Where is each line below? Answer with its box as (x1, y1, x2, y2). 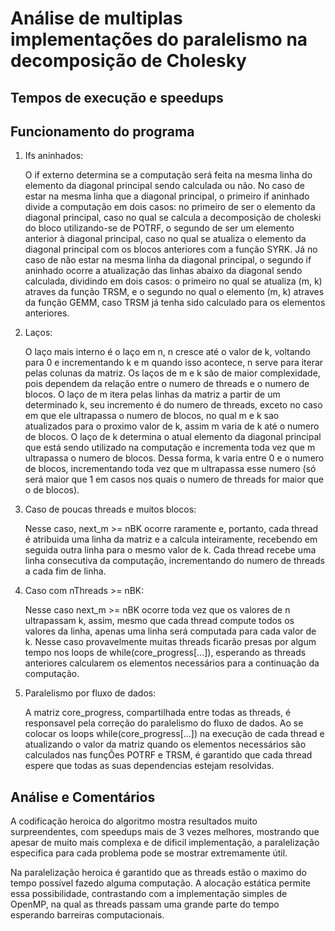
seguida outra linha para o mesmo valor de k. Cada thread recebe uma (24, 544, 317, 556)
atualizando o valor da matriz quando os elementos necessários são (24, 738, 307, 751)
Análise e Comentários (10, 788, 156, 806)
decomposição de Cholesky (10, 50, 247, 72)
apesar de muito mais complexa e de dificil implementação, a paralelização (10, 837, 320, 849)
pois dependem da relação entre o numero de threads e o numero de (24, 378, 310, 390)
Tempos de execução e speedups (10, 89, 224, 106)
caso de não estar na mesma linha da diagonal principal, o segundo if (24, 254, 312, 266)
